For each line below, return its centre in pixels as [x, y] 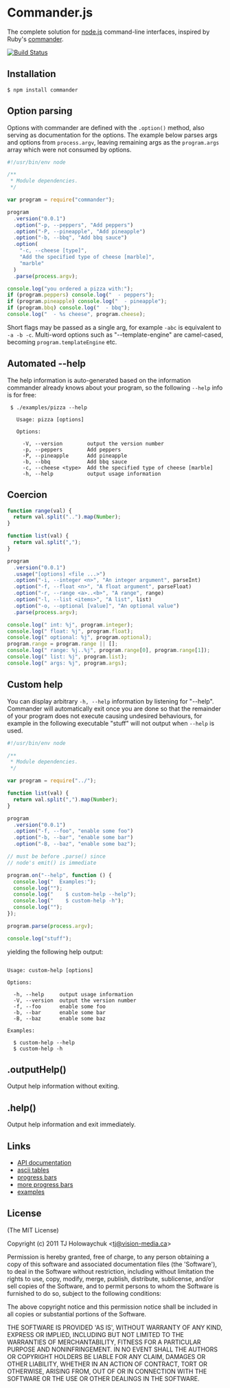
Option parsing [40, 111]
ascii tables [33, 1170]
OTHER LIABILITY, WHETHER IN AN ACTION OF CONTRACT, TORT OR [107, 1364]
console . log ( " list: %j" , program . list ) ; [67, 657]
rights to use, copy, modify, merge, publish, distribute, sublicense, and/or [111, 1279]
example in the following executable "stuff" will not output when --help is [111, 723]
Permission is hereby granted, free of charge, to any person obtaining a [108, 1256]
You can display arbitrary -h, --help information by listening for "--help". [111, 701]
